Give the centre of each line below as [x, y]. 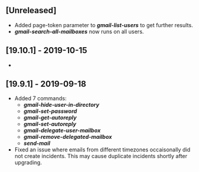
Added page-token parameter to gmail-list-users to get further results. [104, 25]
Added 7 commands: [41, 98]
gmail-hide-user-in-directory [61, 105]
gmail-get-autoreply [50, 118]
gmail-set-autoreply [50, 124]
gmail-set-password [50, 111]
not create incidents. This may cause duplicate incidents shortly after [101, 156]
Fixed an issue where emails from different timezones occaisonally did [102, 150]
